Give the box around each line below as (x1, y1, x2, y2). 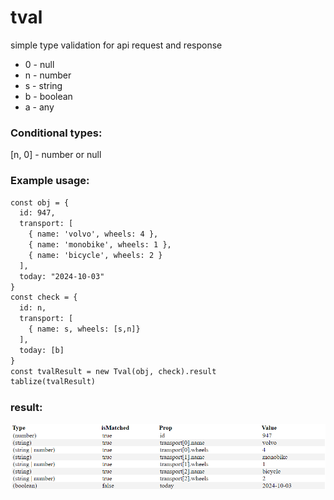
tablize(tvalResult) (10, 377, 97, 387)
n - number (24, 69, 72, 81)
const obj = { (10, 197, 70, 208)
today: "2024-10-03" (19, 271, 105, 281)
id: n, (19, 303, 47, 313)
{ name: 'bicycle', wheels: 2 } (28, 250, 163, 260)
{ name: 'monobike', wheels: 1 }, (28, 240, 172, 250)
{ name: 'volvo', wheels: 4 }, (28, 229, 159, 240)
